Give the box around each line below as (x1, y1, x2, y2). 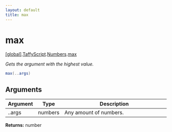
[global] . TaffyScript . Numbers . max (5, 51, 77, 57)
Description (99, 100, 129, 107)
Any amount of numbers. (64, 109, 124, 116)
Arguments (5, 85, 42, 94)
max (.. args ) (5, 71, 31, 76)
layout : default (5, 7, 40, 13)
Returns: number (5, 122, 42, 128)
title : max (5, 12, 29, 17)
